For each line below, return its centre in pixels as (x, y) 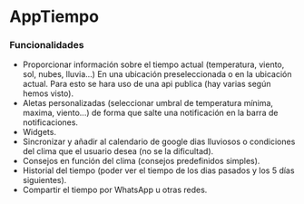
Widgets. (39, 132)
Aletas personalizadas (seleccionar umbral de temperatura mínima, (148, 103)
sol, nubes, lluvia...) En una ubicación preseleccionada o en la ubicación (157, 74)
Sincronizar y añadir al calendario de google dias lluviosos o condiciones (159, 141)
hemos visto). (48, 93)
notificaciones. (50, 122)
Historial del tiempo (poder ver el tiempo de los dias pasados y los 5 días (158, 170)
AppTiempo (54, 17)
